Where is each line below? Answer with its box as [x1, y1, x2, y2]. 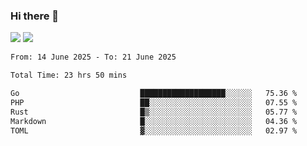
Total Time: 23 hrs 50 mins [10, 70, 128, 81]
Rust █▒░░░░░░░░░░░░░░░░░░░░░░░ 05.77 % [10, 107, 298, 117]
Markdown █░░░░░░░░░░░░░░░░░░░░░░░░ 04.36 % [10, 116, 298, 126]
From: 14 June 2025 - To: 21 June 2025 [10, 52, 177, 63]
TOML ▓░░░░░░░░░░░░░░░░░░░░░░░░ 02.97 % [10, 125, 298, 136]
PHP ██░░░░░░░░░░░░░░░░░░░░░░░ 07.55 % [10, 97, 298, 108]
